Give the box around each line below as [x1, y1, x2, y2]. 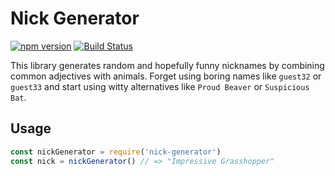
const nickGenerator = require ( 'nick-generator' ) [10, 147, 222, 157]
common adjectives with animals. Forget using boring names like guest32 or [10, 70, 322, 82]
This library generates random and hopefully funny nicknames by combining [10, 59, 325, 71]
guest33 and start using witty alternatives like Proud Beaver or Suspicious [10, 80, 310, 92]
